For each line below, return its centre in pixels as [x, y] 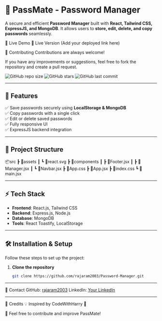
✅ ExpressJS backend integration [38, 129]
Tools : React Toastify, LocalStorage [47, 223]
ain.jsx [13, 173]
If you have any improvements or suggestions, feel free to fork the [71, 61]
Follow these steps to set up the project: [45, 258]
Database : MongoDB [33, 218]
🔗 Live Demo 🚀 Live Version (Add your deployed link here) [62, 43]
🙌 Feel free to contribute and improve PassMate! [53, 314]
